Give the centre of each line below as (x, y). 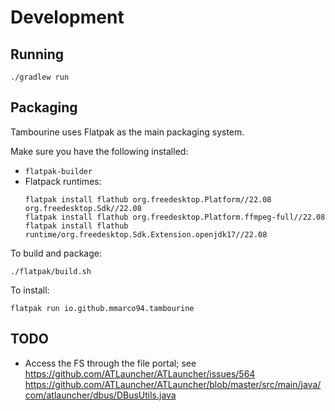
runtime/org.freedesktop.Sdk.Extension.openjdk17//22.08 (146, 234)
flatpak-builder (58, 171)
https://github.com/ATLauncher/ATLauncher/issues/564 (140, 373)
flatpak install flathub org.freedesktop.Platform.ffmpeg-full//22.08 (175, 217)
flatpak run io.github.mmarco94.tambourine (102, 308)
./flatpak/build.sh (51, 271)
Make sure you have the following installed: (99, 151)
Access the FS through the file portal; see (110, 363)
